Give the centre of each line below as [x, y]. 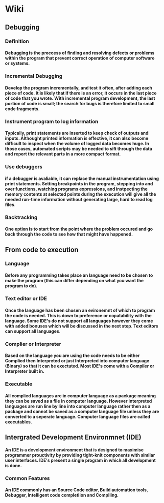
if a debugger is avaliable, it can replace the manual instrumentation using [82, 178]
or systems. [18, 63]
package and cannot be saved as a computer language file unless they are [82, 411]
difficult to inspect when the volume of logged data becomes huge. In [77, 144]
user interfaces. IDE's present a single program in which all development [80, 460]
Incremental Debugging [34, 76]
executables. [19, 422]
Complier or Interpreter [33, 344]
